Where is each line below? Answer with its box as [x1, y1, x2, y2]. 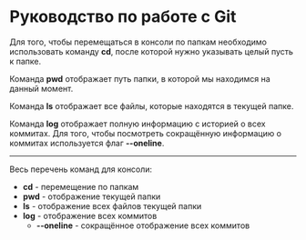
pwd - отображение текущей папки [22, 191, 161, 202]
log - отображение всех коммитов [22, 210, 158, 221]
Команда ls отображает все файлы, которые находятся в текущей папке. [9, 100, 294, 111]
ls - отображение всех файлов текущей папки [22, 200, 202, 211]
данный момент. [9, 83, 74, 94]
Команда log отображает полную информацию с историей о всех [9, 118, 266, 129]
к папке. [9, 55, 42, 66]
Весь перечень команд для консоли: [9, 164, 153, 175]
